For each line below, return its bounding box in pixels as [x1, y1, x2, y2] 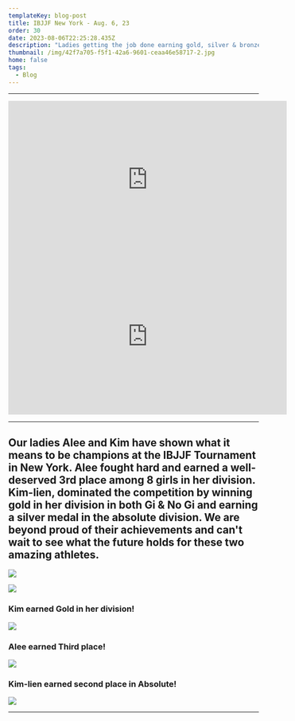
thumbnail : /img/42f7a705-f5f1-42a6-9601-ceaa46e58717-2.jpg [8, 49, 215, 57]
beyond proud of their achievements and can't [8, 523, 243, 537]
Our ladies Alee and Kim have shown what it [8, 436, 231, 450]
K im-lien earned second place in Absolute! [8, 678, 177, 689]
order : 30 [8, 26, 41, 34]
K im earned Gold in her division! [8, 603, 135, 614]
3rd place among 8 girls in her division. [58, 473, 256, 487]
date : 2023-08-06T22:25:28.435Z [8, 33, 115, 42]
